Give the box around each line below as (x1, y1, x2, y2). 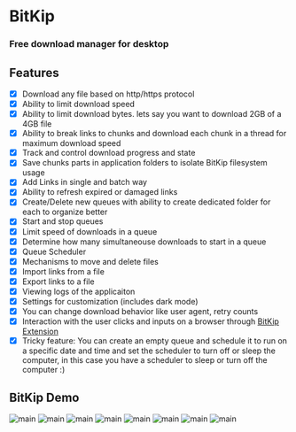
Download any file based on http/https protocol (21, 89, 195, 99)
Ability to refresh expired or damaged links (21, 187, 178, 197)
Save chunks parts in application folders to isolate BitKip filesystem (21, 158, 268, 168)
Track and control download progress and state (21, 148, 196, 158)
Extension (21, 326, 59, 337)
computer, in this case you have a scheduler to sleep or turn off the (21, 355, 268, 366)
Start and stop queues (21, 216, 104, 227)
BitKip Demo (9, 390, 80, 405)
